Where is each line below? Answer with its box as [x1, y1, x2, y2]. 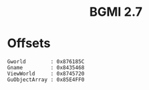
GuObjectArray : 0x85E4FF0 [7, 76, 85, 83]
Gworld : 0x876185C [7, 58, 85, 65]
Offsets [7, 36, 51, 52]
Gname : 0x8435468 [7, 65, 85, 71]
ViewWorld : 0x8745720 [7, 70, 85, 78]
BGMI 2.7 [89, 4, 143, 20]
